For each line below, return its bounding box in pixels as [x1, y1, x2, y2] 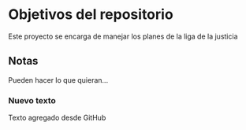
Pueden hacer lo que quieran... [8, 75, 109, 84]
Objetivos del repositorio [8, 6, 173, 24]
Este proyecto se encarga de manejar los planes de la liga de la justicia [8, 32, 238, 41]
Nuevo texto [8, 95, 57, 106]
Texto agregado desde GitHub [8, 113, 106, 123]
